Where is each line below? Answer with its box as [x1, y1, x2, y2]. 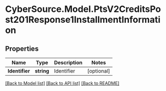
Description [54, 59, 83, 66]
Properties [5, 44, 39, 53]
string [34, 68, 49, 74]
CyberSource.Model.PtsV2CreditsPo [5, 3, 161, 15]
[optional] [87, 68, 111, 74]
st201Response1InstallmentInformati [5, 14, 161, 25]
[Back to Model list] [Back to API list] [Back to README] [5, 81, 120, 86]
